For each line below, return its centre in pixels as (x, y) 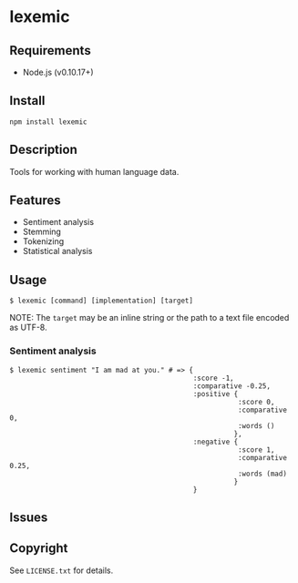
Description (43, 150)
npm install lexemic (49, 122)
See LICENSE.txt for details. (62, 570)
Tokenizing (43, 241)
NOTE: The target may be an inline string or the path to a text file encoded (149, 318)
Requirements (50, 51)
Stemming (42, 232)
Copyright (39, 548)
